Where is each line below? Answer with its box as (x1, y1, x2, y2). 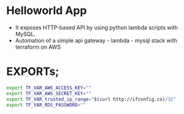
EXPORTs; (6, 65, 59, 79)
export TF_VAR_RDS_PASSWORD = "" (6, 102, 86, 108)
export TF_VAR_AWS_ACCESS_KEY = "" (6, 85, 92, 91)
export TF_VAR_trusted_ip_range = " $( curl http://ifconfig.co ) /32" (6, 96, 176, 102)
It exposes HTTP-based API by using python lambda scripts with (15, 24, 178, 31)
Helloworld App (6, 4, 87, 18)
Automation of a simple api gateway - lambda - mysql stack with (15, 37, 177, 44)
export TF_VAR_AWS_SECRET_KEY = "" (6, 90, 92, 96)
